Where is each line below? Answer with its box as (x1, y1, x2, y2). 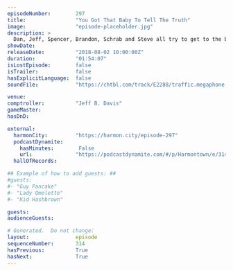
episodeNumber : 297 (7, 10, 85, 17)
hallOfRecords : (13, 157, 58, 165)
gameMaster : (7, 107, 42, 114)
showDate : (7, 42, 36, 49)
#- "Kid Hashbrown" (7, 195, 64, 203)
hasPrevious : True (7, 247, 89, 254)
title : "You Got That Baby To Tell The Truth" (7, 17, 191, 24)
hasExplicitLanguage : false (7, 74, 92, 82)
